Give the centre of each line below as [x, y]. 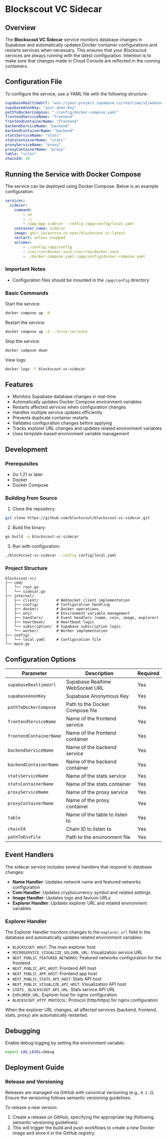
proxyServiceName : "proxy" [33, 145]
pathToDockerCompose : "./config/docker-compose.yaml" [62, 112]
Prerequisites [22, 464]
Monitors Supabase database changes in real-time [64, 397]
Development [27, 449]
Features [19, 385]
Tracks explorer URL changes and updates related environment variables [87, 428]
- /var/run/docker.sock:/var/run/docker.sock [71, 252]
